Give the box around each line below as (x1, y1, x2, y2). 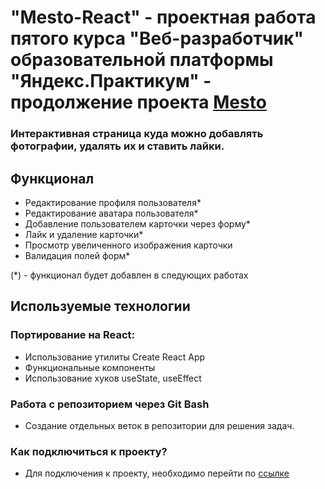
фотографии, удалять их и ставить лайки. (10, 139, 225, 153)
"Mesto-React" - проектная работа (10, 6, 317, 29)
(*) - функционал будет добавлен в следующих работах (10, 269, 249, 281)
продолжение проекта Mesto (10, 91, 267, 114)
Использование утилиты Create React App (24, 351, 206, 363)
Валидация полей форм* (24, 249, 131, 261)
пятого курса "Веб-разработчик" (10, 27, 304, 50)
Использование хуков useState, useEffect (24, 372, 202, 384)
